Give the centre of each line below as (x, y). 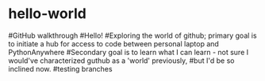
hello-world (48, 14)
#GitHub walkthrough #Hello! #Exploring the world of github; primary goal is (132, 35)
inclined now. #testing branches (60, 68)
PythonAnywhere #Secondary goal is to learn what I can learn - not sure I (129, 52)
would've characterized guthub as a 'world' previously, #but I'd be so (121, 61)
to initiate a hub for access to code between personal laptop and (114, 43)
